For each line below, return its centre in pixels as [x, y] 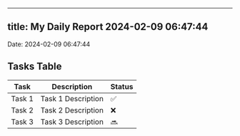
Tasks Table [35, 67]
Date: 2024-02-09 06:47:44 [49, 44]
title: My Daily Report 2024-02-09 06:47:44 [108, 27]
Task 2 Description [72, 110]
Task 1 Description [72, 98]
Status [122, 86]
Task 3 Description [72, 122]
